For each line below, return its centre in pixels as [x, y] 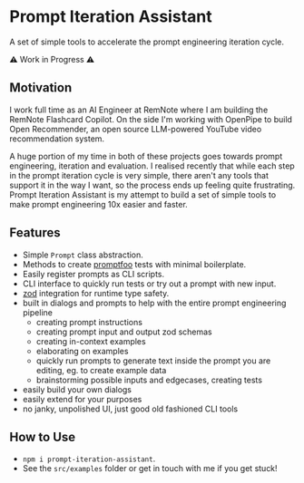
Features [35, 233]
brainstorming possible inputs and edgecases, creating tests [149, 380]
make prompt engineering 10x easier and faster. [98, 204]
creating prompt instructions [89, 322]
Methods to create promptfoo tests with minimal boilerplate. [134, 264]
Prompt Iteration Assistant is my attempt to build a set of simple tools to [143, 194]
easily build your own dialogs [77, 389]
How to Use [43, 437]
